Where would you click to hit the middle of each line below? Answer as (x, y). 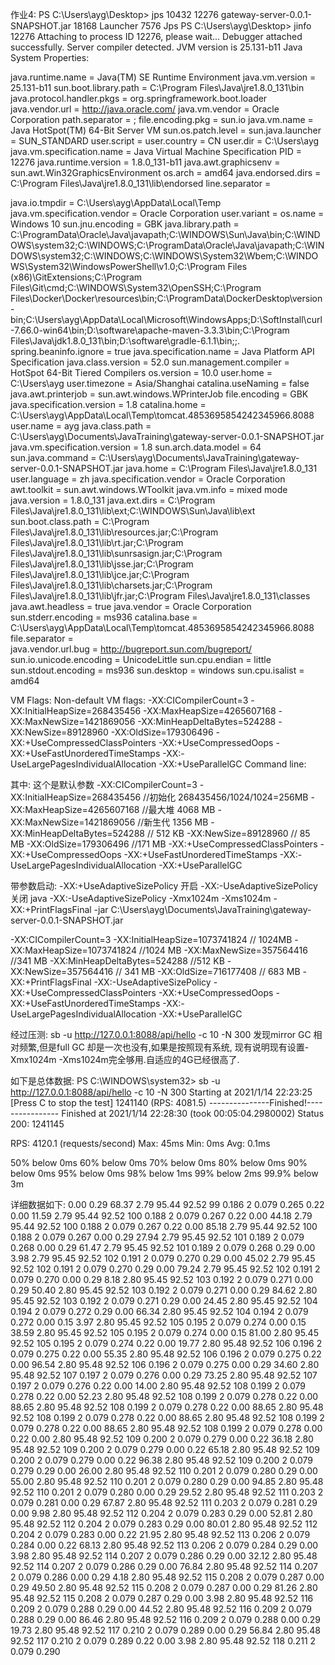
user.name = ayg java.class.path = (81, 426)
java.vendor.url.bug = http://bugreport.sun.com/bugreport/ (131, 649)
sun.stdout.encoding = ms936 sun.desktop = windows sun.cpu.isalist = (157, 670)
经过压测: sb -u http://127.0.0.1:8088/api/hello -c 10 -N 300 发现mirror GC (161, 1034)
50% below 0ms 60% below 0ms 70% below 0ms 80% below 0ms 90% (159, 1162)
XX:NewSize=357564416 (62, 971)
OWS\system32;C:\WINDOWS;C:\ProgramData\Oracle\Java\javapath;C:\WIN (167, 245)
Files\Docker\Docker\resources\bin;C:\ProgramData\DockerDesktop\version (166, 298)
